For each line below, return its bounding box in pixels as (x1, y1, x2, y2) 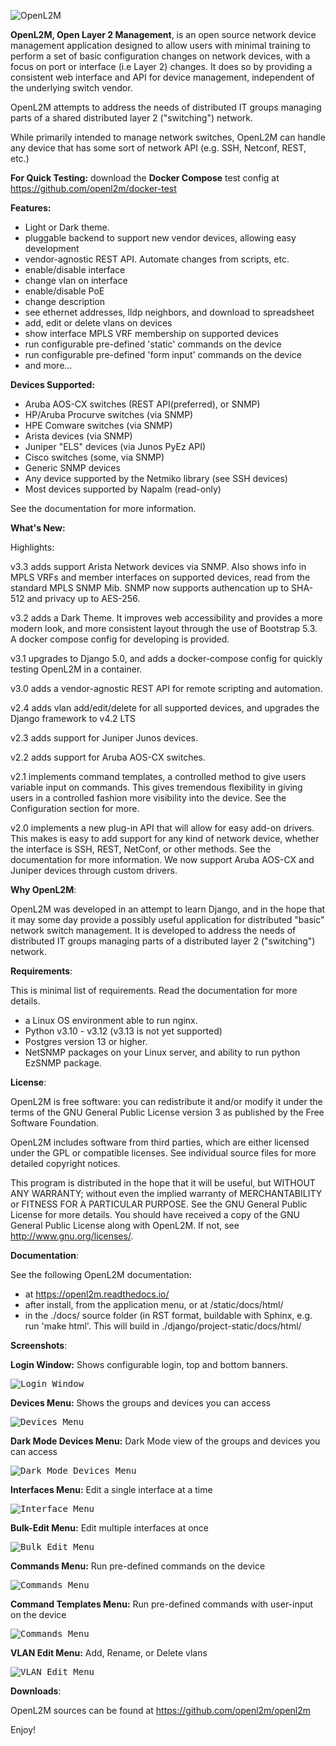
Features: (10, 202, 52, 214)
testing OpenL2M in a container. (10, 663, 143, 675)
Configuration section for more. (10, 803, 140, 814)
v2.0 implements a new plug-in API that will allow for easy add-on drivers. (10, 822, 315, 834)
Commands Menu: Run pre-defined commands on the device (10, 1560, 266, 1572)
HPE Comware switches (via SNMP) (24, 420, 173, 431)
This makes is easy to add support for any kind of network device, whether (10, 833, 320, 844)
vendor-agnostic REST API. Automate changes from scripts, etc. (24, 253, 290, 265)
